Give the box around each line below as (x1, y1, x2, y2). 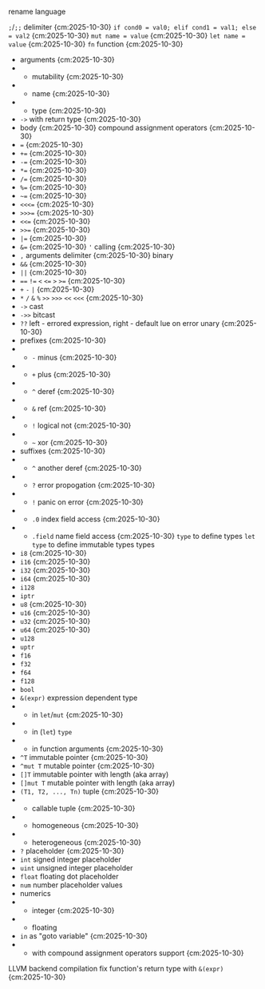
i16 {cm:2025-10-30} (19, 557, 91, 566)
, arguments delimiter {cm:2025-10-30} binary (19, 251, 174, 259)
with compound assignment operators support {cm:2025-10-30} (31, 948, 244, 958)
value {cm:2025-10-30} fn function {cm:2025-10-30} (8, 39, 184, 49)
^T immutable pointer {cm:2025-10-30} (19, 753, 149, 762)
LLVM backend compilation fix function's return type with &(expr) (8, 964, 224, 973)
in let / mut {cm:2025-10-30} (31, 710, 124, 719)
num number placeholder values (19, 880, 123, 890)
